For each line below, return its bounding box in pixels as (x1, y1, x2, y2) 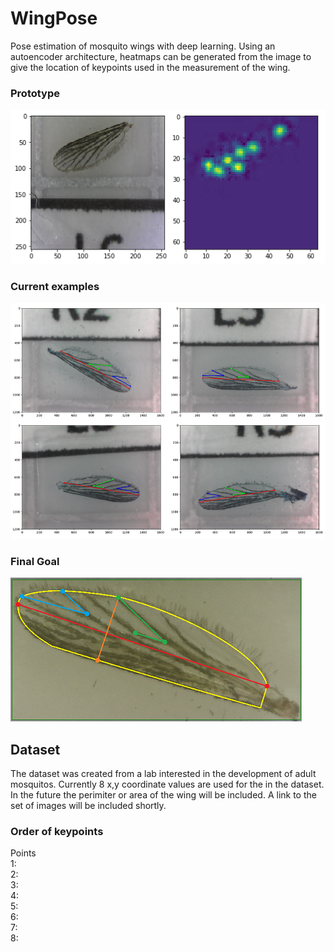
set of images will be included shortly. (10, 800, 167, 812)
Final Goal (10, 554, 60, 568)
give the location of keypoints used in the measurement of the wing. (10, 61, 291, 73)
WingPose (10, 7, 98, 30)
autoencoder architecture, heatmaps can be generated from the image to (10, 50, 312, 62)
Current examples (10, 280, 100, 294)
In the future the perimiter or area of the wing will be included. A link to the (10, 789, 317, 801)
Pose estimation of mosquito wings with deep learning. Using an (10, 40, 276, 52)
